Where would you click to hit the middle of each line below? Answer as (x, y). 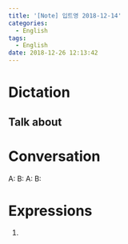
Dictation (39, 92)
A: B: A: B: (25, 178)
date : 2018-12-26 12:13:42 (53, 53)
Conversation (54, 156)
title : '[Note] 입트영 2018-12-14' (65, 16)
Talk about (35, 122)
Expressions (50, 211)
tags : (17, 38)
